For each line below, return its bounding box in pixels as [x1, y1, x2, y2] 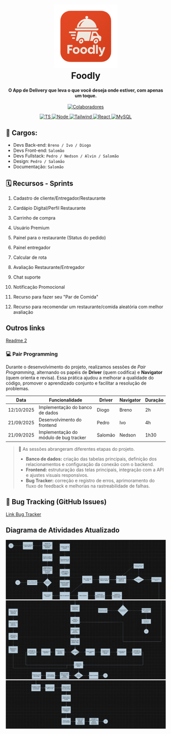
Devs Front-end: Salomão [13, 147, 65, 154]
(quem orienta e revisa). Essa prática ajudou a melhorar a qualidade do [6, 375, 154, 381]
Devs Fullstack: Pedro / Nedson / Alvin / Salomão [13, 153, 119, 159]
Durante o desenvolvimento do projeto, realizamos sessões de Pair [6, 364, 146, 370]
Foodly [71, 70, 101, 81]
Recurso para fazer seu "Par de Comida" [13, 294, 98, 300]
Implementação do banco [38, 404, 92, 410]
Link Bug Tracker [6, 511, 42, 517]
